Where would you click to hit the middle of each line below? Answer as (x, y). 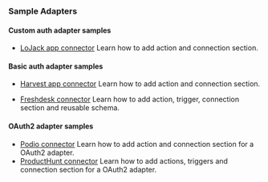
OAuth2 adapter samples (51, 126)
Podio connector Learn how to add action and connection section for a (137, 144)
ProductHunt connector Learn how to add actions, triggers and (124, 160)
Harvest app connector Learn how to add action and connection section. (140, 84)
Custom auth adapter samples (60, 30)
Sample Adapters (43, 11)
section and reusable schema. (70, 108)
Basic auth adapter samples (56, 66)
